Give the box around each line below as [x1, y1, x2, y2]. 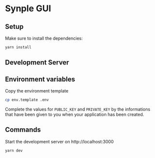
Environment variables [5, 75, 76, 83]
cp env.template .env [5, 97, 49, 103]
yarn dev [5, 148, 23, 153]
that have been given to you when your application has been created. [5, 111, 144, 117]
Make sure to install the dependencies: [5, 35, 83, 41]
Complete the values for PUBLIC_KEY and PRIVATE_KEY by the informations [5, 106, 151, 112]
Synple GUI [5, 3, 51, 14]
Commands [5, 126, 41, 134]
